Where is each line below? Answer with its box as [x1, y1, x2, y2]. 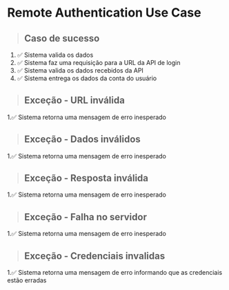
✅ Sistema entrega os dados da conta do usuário [17, 74, 157, 82]
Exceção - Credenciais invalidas [23, 250, 166, 262]
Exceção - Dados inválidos [23, 134, 141, 145]
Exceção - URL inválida [23, 95, 126, 107]
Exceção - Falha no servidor [23, 211, 147, 223]
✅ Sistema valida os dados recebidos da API [17, 66, 143, 74]
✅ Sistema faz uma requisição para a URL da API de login [17, 59, 181, 66]
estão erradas [7, 276, 47, 284]
